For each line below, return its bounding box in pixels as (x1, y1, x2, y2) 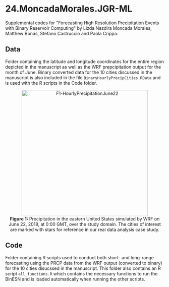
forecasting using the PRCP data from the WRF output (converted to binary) (5, 260, 162, 266)
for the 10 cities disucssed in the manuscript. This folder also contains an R (5, 265, 161, 271)
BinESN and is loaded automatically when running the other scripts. (5, 276, 145, 282)
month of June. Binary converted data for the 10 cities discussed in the (5, 69, 152, 75)
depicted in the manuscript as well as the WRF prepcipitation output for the (5, 64, 161, 70)
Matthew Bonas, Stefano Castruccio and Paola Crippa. (5, 30, 119, 36)
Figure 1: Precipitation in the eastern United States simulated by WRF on (10, 215, 160, 222)
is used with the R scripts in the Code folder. (5, 80, 97, 86)
